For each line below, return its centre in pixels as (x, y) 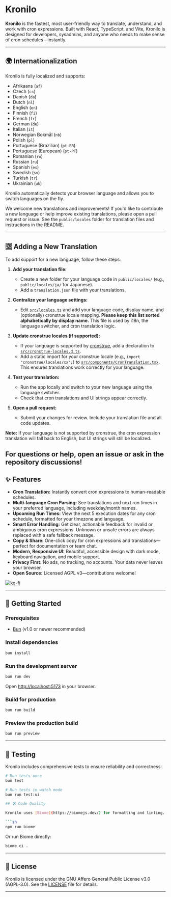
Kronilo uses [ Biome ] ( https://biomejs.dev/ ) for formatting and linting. (85, 813)
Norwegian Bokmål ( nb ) (37, 134)
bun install (18, 653)
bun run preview (22, 734)
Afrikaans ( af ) (27, 86)
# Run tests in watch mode (34, 790)
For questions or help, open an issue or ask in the (85, 454)
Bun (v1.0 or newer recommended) (49, 629)
